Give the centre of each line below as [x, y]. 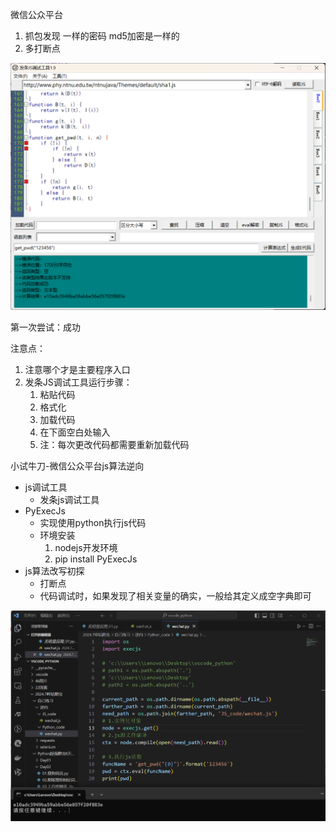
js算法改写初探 [54, 570]
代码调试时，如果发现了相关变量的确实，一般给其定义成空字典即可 [175, 595]
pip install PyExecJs [96, 559]
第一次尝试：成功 [45, 327]
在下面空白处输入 [75, 432]
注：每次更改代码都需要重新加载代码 [114, 444]
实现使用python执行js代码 [93, 522]
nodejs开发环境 [86, 547]
